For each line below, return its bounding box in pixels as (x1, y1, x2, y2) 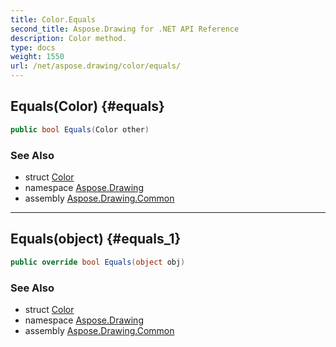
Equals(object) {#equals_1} (10, 231, 182, 248)
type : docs (10, 42, 56, 53)
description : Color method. (10, 33, 128, 43)
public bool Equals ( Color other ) (10, 124, 150, 135)
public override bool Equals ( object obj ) (10, 257, 186, 267)
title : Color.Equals (10, 14, 97, 25)
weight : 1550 (10, 52, 65, 62)
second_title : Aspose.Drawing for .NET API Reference (10, 24, 240, 34)
